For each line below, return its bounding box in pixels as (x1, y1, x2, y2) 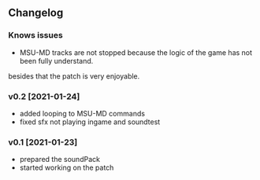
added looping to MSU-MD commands (19, 108, 146, 118)
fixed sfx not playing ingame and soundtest (19, 117, 161, 127)
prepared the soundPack (19, 155, 101, 164)
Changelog (8, 6, 64, 20)
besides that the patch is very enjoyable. (8, 71, 140, 81)
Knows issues (8, 30, 63, 41)
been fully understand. (19, 56, 94, 65)
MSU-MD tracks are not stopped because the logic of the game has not (19, 47, 253, 57)
